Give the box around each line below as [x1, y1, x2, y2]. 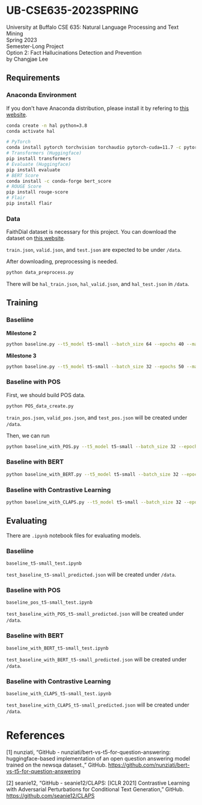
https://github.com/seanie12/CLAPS [6, 792, 95, 799]
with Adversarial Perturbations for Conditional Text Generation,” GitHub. [6, 785, 185, 793]
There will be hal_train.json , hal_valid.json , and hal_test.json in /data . [6, 281, 189, 288]
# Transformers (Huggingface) [6, 150, 82, 156]
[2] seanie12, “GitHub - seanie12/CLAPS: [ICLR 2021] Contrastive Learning [6, 779, 191, 786]
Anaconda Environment [6, 91, 77, 99]
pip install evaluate [6, 166, 61, 173]
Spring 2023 [6, 36, 37, 43]
